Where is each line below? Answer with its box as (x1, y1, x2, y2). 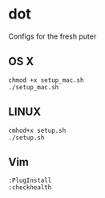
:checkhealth (8, 184, 52, 192)
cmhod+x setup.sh (8, 126, 67, 134)
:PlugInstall (8, 176, 52, 185)
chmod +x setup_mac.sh (8, 76, 84, 85)
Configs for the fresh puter (8, 31, 97, 41)
